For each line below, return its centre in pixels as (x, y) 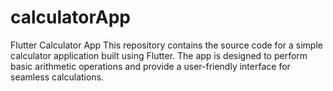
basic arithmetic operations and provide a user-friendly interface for (150, 66)
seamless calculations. (57, 77)
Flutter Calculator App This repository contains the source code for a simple (166, 45)
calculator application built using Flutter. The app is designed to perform (159, 55)
